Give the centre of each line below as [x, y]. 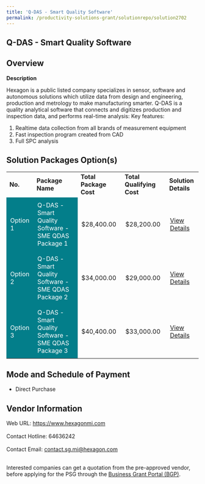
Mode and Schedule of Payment [68, 374]
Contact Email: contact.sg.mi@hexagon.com [62, 449]
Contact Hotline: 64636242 [41, 436]
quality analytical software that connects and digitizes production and [94, 109]
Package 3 [53, 350]
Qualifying [140, 184]
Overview [25, 63]
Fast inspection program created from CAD [69, 134]
